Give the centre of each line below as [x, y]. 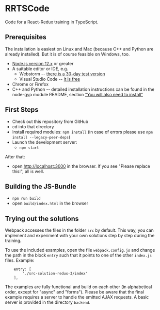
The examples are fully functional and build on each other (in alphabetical [79, 287]
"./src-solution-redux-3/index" [55, 274]
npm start [29, 148]
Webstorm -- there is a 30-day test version [62, 74]
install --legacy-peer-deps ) [41, 137]
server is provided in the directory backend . [48, 302]
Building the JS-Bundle [41, 186]
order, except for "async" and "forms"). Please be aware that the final [74, 292]
